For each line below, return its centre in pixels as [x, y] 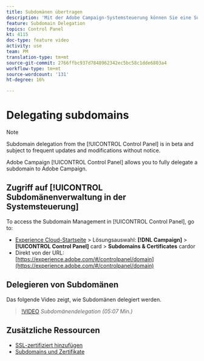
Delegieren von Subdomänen [63, 285]
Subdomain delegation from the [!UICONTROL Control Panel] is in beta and [100, 144]
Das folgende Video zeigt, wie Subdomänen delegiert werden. [84, 300]
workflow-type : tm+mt [34, 68]
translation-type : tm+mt [38, 57]
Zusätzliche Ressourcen [53, 330]
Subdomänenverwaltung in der [66, 198]
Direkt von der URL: [40, 253]
